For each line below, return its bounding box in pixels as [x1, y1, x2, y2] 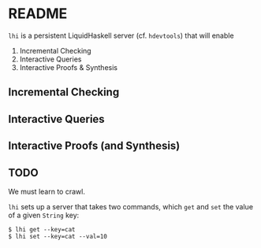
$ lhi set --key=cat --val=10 [8, 232, 108, 240]
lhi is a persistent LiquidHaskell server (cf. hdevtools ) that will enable [8, 31, 234, 40]
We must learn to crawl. [8, 187, 85, 196]
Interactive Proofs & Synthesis [19, 62, 118, 72]
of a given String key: [8, 210, 80, 220]
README [8, 5, 68, 23]
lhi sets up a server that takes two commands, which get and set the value [8, 202, 254, 211]
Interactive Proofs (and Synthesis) [8, 139, 181, 153]
